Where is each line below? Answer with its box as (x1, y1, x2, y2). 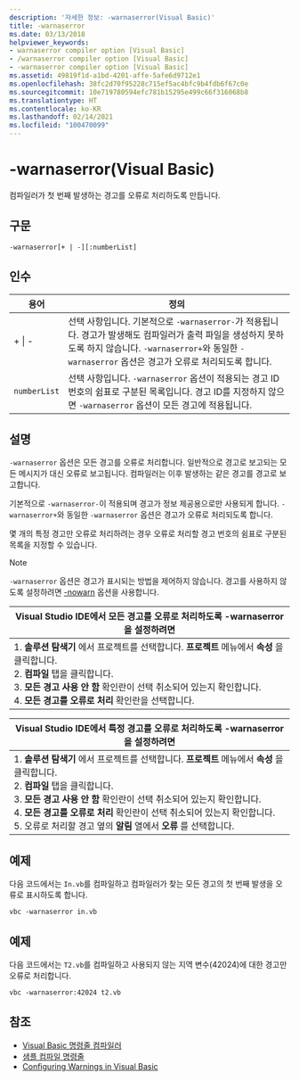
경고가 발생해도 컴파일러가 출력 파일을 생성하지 (81, 328, 265, 341)
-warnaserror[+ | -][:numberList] (9, 243, 138, 252)
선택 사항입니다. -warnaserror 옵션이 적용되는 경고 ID (68, 372, 280, 384)
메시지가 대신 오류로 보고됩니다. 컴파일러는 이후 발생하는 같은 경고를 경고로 (18, 468, 278, 479)
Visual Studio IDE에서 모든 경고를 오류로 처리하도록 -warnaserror (14, 610, 285, 623)
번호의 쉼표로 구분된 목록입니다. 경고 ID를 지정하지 (68, 385, 266, 398)
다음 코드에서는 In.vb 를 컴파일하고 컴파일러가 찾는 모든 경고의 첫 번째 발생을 (9, 879, 274, 889)
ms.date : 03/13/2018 (9, 29, 86, 38)
